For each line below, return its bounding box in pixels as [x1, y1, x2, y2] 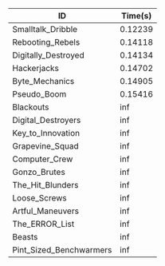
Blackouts [12, 101, 49, 113]
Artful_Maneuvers [12, 205, 80, 216]
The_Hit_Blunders [12, 180, 79, 190]
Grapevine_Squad [12, 141, 80, 151]
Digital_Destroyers [12, 115, 81, 125]
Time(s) [120, 10, 152, 21]
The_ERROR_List [12, 219, 75, 229]
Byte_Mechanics [12, 76, 75, 86]
